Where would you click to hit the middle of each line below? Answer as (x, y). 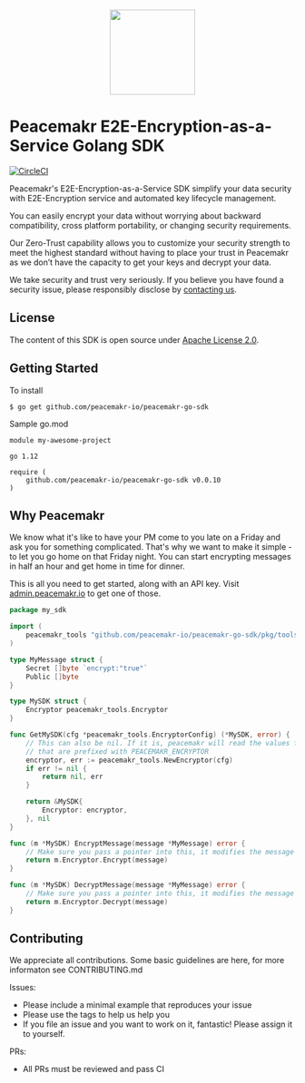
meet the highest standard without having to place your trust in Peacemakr (149, 252)
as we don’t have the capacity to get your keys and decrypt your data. (141, 262)
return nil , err (73, 777)
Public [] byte (52, 677)
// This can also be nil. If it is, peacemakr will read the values (158, 743)
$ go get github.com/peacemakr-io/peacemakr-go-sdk (109, 407)
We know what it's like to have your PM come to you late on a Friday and (145, 537)
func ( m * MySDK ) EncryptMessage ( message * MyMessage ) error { (128, 844)
